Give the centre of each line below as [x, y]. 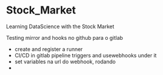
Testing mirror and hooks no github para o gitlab [65, 37]
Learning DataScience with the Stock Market [60, 26]
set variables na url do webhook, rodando [65, 62]
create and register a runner [49, 49]
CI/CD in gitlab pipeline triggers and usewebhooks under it [86, 55]
